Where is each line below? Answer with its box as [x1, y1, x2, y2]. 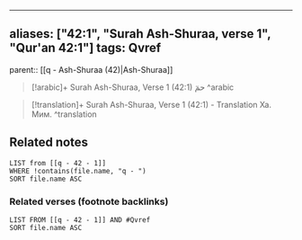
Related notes [9, 135, 88, 150]
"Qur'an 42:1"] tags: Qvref [9, 40, 162, 56]
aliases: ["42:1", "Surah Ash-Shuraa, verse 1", [9, 26, 271, 41]
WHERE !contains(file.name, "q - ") [9, 166, 147, 175]
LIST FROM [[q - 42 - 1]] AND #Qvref [9, 215, 151, 225]
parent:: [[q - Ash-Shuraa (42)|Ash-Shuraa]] [9, 64, 173, 75]
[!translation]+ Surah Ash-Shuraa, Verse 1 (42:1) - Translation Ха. [31, 99, 272, 110]
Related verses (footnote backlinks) [9, 195, 169, 208]
